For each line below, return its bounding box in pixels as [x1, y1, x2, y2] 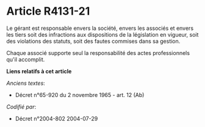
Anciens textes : [6, 79, 46, 87]
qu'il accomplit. [6, 56, 45, 63]
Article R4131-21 [6, 4, 90, 18]
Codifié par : [6, 103, 37, 111]
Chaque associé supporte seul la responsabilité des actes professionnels [6, 49, 190, 56]
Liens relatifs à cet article [6, 67, 72, 74]
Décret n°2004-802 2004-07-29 [15, 115, 98, 122]
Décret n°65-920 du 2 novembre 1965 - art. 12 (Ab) [15, 91, 145, 98]
